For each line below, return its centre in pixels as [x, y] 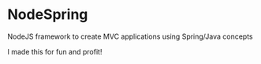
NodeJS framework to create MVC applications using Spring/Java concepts [130, 36]
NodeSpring [48, 15]
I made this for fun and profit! [55, 51]
